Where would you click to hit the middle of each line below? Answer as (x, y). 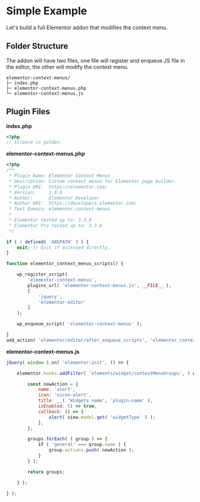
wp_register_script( (42, 275)
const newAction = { (53, 384)
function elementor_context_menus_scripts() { (65, 264)
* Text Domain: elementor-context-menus (60, 209)
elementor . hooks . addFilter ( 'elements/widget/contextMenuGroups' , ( (104, 373)
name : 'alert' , (57, 389)
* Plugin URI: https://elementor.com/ (58, 187)
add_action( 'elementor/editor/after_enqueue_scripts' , (77, 340)
